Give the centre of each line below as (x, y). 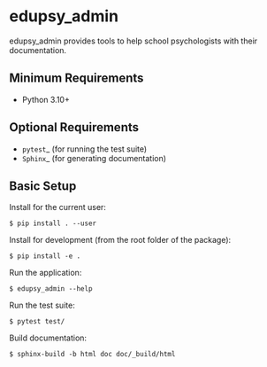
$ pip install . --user (53, 223)
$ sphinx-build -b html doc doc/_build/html (92, 355)
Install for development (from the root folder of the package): (120, 240)
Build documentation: (48, 338)
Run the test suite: (42, 305)
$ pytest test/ (37, 322)
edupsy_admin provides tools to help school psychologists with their (133, 41)
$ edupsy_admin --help (51, 289)
